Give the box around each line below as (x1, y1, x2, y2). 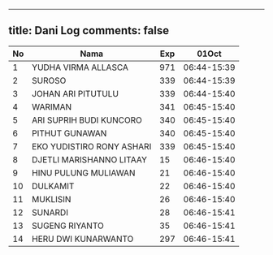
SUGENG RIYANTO (32, 220, 104, 231)
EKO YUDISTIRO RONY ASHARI (32, 140, 152, 152)
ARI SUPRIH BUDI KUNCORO (32, 115, 142, 126)
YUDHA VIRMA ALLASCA (32, 62, 128, 73)
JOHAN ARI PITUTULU (32, 88, 119, 99)
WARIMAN (32, 101, 72, 112)
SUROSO (32, 75, 67, 86)
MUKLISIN (32, 193, 71, 205)
